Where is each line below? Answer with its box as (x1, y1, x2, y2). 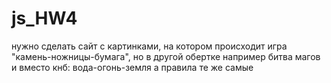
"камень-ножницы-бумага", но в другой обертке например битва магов (11, 50, 321, 62)
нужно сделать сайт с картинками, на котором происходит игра (11, 40, 288, 52)
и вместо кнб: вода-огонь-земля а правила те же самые (11, 61, 254, 73)
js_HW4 (11, 7, 78, 30)
